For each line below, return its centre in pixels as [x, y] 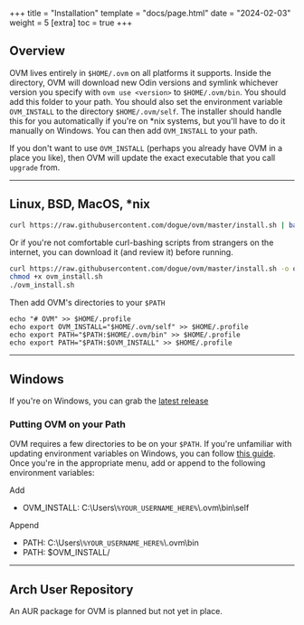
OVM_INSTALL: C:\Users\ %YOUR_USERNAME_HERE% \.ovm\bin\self [136, 508]
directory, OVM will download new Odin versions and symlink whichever [144, 82]
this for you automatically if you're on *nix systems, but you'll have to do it [147, 120]
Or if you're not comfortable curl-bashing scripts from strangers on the [142, 242]
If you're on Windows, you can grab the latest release [109, 401]
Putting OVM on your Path [68, 424]
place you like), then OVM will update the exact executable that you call [142, 157]
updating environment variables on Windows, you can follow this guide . [142, 454]
